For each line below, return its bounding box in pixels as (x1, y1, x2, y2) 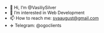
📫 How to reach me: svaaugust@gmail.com (9, 15, 99, 21)
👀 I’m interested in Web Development (9, 10, 85, 16)
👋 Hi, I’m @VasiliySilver (9, 5, 56, 10)
